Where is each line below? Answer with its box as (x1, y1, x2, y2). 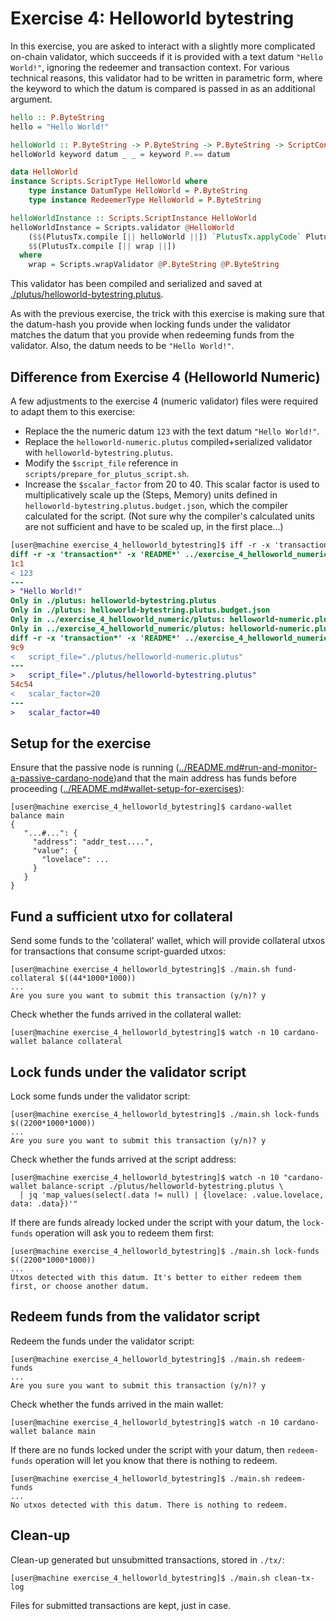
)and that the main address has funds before (113, 772, 297, 784)
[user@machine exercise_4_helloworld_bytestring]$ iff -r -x (10, 540, 271, 550)
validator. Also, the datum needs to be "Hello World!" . (10, 340, 235, 352)
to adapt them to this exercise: (10, 406, 136, 417)
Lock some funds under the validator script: (10, 1090, 191, 1102)
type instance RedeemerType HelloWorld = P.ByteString (28, 195, 262, 206)
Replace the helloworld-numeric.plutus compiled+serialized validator (24, 436, 313, 447)
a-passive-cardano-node (10, 772, 115, 784)
